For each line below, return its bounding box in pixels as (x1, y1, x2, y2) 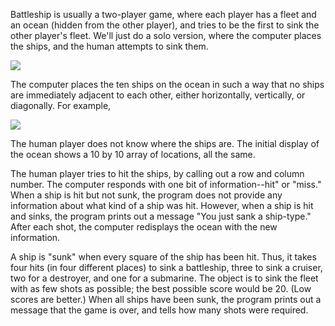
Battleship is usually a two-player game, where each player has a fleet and (10, 9, 317, 20)
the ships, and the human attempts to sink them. (10, 40, 209, 52)
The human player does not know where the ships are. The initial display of (10, 138, 320, 149)
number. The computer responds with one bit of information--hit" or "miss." (10, 179, 322, 190)
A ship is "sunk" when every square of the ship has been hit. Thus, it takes (10, 251, 317, 263)
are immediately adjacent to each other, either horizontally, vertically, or (10, 89, 306, 101)
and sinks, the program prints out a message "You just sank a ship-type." (10, 210, 312, 222)
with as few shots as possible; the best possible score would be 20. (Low (10, 283, 312, 294)
